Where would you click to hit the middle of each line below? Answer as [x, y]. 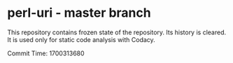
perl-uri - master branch [79, 13]
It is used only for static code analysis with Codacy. [81, 39]
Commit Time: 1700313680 [46, 53]
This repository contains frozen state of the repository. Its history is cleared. [116, 32]
